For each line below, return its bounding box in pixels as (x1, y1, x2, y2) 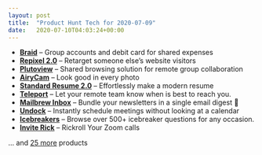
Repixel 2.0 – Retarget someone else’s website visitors (19, 56, 196, 65)
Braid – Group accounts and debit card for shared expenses (19, 48, 213, 57)
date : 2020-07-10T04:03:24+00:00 (8, 26, 125, 34)
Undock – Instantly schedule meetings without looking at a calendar (19, 106, 240, 116)
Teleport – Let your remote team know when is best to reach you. (19, 90, 231, 99)
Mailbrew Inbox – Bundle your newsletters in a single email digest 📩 (19, 98, 239, 107)
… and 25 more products (8, 138, 88, 148)
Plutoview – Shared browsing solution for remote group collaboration (19, 65, 243, 74)
